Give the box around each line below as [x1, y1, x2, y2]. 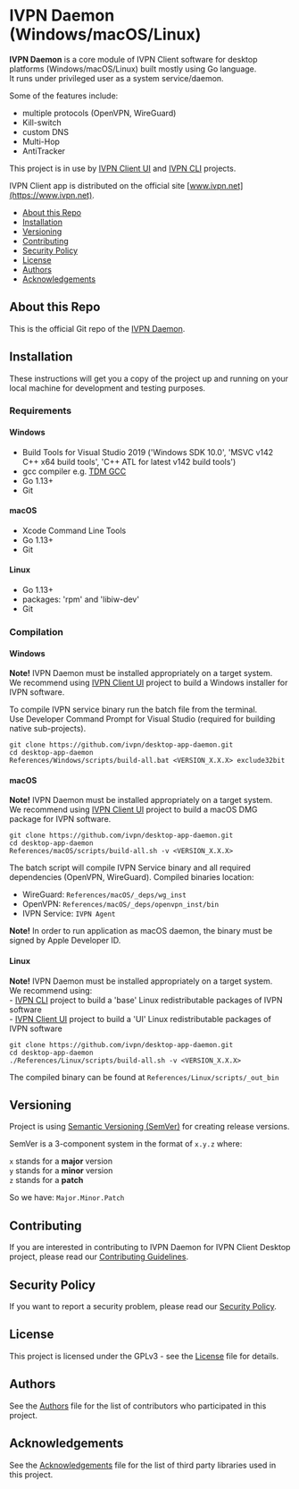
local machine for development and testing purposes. [9, 382, 206, 393]
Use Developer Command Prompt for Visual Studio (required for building [9, 714, 276, 724]
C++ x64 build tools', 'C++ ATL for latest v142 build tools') [21, 456, 237, 467]
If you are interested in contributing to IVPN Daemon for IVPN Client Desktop [9, 1242, 291, 1253]
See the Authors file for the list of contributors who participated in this [9, 1400, 267, 1411]
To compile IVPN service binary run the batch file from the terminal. [9, 704, 258, 715]
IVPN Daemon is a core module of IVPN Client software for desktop [9, 54, 258, 64]
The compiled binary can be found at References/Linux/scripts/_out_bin [9, 1071, 279, 1082]
